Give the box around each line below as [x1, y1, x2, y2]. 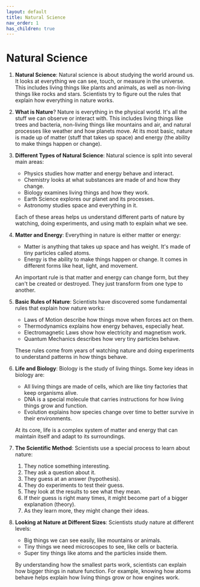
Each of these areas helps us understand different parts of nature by [14, 214, 185, 221]
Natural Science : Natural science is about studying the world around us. [14, 71, 195, 79]
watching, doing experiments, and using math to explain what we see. [14, 220, 188, 227]
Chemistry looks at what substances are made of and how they [23, 176, 181, 184]
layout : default [6, 8, 47, 15]
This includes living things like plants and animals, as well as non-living [14, 84, 191, 91]
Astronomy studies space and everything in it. [23, 202, 138, 209]
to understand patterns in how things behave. [14, 354, 128, 361]
